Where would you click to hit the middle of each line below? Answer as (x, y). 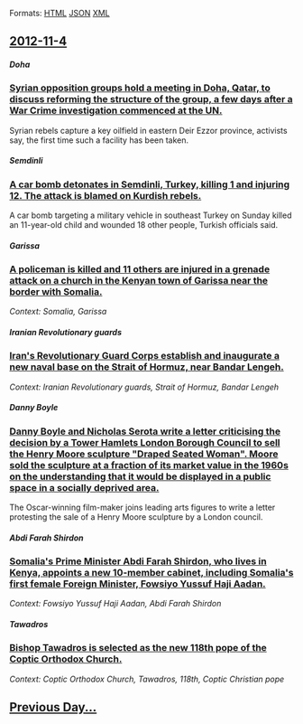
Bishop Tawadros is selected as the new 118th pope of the (138, 648)
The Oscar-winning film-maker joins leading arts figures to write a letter (142, 508)
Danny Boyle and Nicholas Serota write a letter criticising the (145, 431)
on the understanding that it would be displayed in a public (140, 476)
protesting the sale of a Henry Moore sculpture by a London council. (136, 517)
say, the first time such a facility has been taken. (99, 140)
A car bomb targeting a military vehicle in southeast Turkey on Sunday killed (151, 215)
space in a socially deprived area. (84, 487)
